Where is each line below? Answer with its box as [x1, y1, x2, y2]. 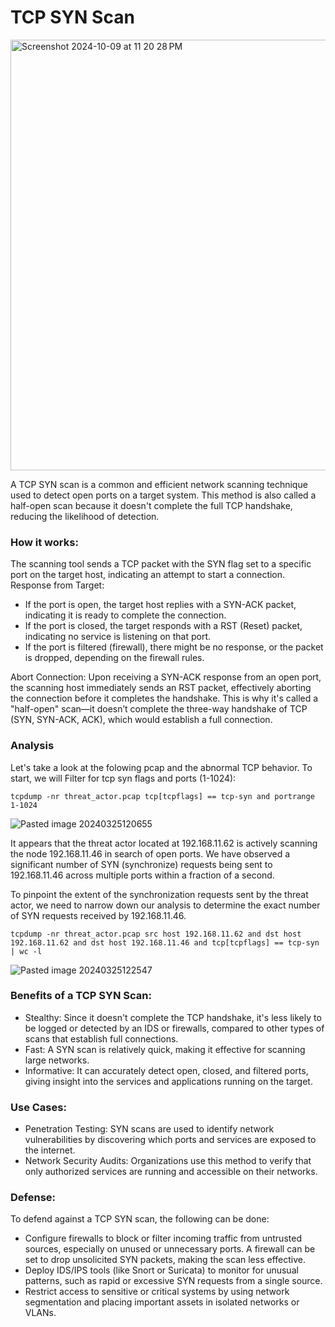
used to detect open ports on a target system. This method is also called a [10, 489, 317, 501]
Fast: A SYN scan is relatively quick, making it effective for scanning [24, 1043, 306, 1055]
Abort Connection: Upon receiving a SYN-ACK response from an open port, [10, 671, 322, 683]
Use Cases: [10, 1100, 67, 1114]
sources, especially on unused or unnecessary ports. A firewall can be [24, 1243, 316, 1255]
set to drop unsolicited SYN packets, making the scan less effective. [24, 1254, 306, 1266]
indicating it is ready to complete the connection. [24, 609, 227, 621]
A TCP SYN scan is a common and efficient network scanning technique [10, 478, 308, 490]
